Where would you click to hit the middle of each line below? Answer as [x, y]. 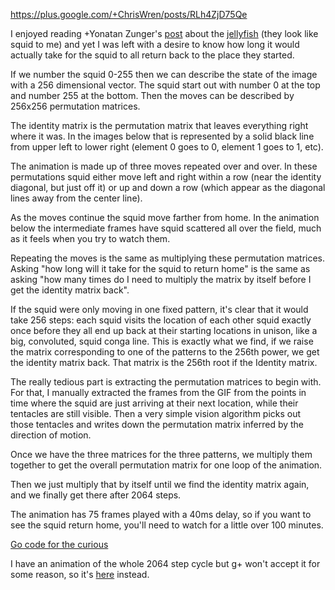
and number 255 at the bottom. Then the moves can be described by [152, 95]
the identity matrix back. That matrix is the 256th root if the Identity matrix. [164, 362]
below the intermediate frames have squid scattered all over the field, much [166, 228]
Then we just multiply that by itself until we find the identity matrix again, [160, 484]
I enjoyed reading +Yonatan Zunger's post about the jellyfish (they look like [164, 33]
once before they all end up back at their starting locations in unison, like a [164, 330]
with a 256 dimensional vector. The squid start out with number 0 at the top [165, 85]
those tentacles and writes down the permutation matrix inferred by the [157, 424]
